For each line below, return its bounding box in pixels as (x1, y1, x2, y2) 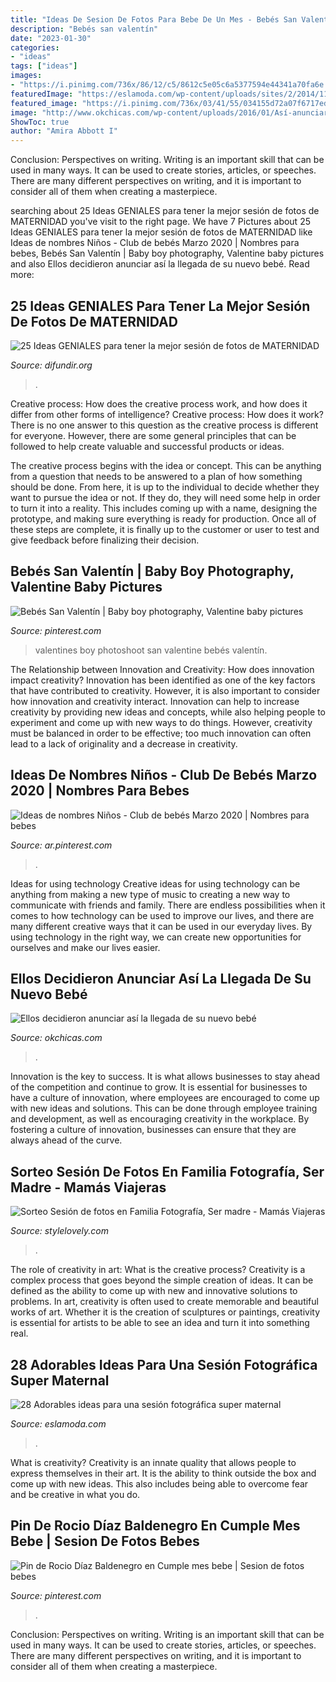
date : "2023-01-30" (10, 33, 92, 43)
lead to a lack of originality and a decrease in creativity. (10, 737, 238, 750)
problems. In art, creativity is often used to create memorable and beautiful (10, 1296, 319, 1308)
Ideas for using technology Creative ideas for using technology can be (10, 877, 301, 890)
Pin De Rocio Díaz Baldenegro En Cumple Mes (10, 1517, 301, 1535)
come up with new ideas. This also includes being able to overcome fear (10, 1478, 309, 1490)
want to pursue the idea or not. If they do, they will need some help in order (10, 491, 321, 503)
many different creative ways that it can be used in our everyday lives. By (10, 920, 313, 932)
